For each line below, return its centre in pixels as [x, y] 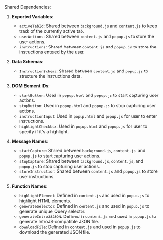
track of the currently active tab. [52, 31]
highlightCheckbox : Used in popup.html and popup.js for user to [83, 126]
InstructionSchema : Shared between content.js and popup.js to [83, 71]
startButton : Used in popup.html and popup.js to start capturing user [89, 95]
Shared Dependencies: [28, 7]
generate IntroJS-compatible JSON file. [59, 222]
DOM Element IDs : [30, 86]
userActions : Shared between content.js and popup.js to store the [86, 36]
